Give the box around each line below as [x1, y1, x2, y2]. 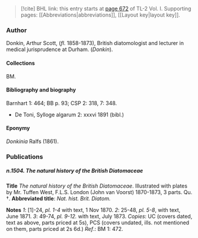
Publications [6, 153, 43, 161]
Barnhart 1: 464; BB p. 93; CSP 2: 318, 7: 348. [6, 99, 117, 106]
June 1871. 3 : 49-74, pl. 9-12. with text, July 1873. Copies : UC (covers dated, [6, 212, 193, 220]
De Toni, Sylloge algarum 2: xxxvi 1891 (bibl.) [14, 111, 124, 118]
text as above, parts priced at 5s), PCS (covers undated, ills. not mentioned [6, 219, 190, 226]
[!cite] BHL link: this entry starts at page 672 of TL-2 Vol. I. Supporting [20, 5, 191, 12]
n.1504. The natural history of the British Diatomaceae [6, 167, 143, 174]
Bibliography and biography [6, 86, 76, 94]
